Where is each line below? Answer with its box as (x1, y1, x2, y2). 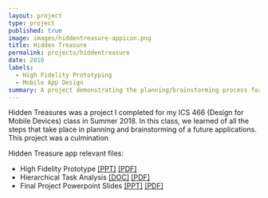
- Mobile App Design (15, 78, 84, 86)
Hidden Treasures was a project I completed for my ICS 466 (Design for (8, 108, 244, 117)
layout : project (8, 11, 62, 20)
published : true (8, 26, 62, 34)
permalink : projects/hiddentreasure (8, 49, 130, 57)
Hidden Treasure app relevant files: (8, 148, 124, 158)
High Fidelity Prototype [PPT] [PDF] (19, 164, 137, 174)
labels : (8, 64, 34, 72)
